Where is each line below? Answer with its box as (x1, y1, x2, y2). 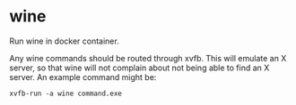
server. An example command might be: (9, 71, 157, 82)
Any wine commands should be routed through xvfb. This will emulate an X (9, 52, 287, 63)
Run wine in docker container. (9, 36, 119, 46)
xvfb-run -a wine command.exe (9, 89, 123, 98)
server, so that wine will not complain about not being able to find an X (9, 62, 270, 73)
